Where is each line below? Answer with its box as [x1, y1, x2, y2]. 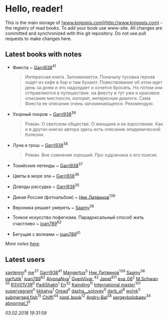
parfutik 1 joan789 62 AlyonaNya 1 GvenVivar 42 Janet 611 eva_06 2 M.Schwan [5, 274, 158, 281]
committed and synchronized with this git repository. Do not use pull [5, 30, 146, 36]
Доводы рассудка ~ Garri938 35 [12, 183, 80, 190]
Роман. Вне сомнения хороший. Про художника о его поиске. [25, 151, 158, 158]
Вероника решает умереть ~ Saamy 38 [12, 204, 94, 211]
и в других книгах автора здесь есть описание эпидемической [25, 126, 160, 132]
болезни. [25, 131, 44, 138]
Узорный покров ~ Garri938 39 [12, 110, 76, 117]
